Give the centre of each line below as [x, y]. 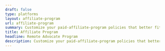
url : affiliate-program [29, 23]
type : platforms [22, 14]
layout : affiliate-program [33, 18]
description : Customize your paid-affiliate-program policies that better [83, 41]
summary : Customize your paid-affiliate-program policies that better [79, 28]
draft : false [18, 9]
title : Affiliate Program [31, 32]
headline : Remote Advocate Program [41, 37]
